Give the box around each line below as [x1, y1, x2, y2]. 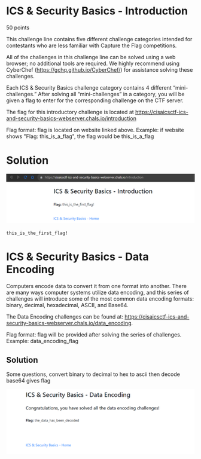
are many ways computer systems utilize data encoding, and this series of [6, 289, 190, 296]
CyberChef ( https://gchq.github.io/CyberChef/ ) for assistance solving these [6, 66, 193, 73]
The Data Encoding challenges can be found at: [6, 313, 124, 320]
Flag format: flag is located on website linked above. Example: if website [6, 126, 184, 133]
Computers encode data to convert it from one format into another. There [6, 283, 187, 290]
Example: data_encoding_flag [6, 338, 79, 345]
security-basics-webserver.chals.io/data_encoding [6, 320, 132, 327]
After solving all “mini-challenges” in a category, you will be [38, 90, 185, 97]
